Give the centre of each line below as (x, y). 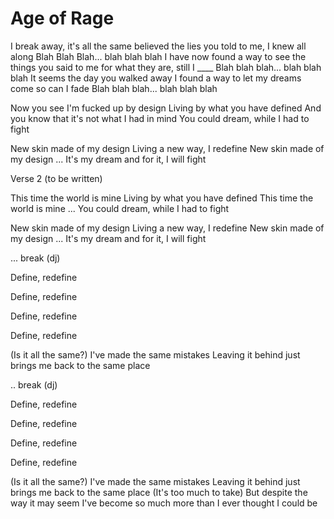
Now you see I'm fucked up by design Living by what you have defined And (166, 108)
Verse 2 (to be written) (56, 178)
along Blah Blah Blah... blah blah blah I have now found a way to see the (158, 56)
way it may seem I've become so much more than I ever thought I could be (164, 503)
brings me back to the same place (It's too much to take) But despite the (159, 492)
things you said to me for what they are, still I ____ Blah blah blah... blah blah (166, 67)
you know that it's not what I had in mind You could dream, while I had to (160, 118)
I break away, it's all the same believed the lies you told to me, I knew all (158, 46)
